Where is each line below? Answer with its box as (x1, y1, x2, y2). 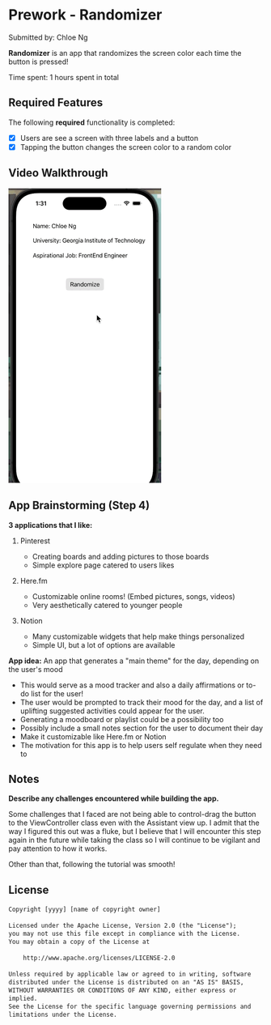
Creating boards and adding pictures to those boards (32, 551, 210, 561)
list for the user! (31, 688, 83, 698)
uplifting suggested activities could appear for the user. (19, 706, 205, 716)
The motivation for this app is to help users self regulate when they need (19, 740, 262, 750)
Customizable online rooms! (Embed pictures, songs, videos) (32, 591, 236, 601)
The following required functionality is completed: (8, 117, 176, 127)
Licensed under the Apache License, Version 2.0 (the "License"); (8, 921, 237, 930)
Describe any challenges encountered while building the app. (8, 793, 219, 803)
